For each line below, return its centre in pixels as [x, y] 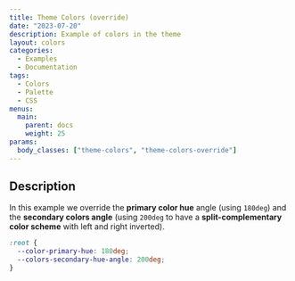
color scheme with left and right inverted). [87, 227]
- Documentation [47, 68]
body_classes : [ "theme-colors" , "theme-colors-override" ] [127, 150]
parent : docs [49, 126]
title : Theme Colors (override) [69, 17]
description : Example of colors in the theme [95, 34]
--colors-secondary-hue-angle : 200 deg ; [91, 260]
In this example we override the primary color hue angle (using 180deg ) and [148, 208]
